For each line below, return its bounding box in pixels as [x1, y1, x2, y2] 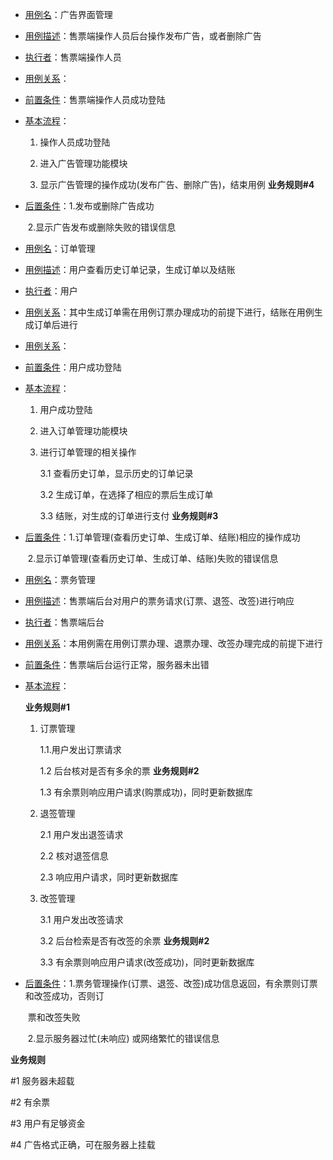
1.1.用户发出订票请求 [39, 744, 122, 755]
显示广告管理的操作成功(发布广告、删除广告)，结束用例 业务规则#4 [39, 179, 315, 190]
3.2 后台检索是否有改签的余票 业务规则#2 [39, 935, 210, 947]
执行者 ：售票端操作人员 [24, 51, 122, 63]
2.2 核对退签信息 [39, 850, 109, 862]
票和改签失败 [27, 1011, 81, 1023]
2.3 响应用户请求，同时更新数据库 [39, 871, 179, 883]
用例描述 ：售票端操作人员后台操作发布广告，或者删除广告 [24, 30, 262, 42]
